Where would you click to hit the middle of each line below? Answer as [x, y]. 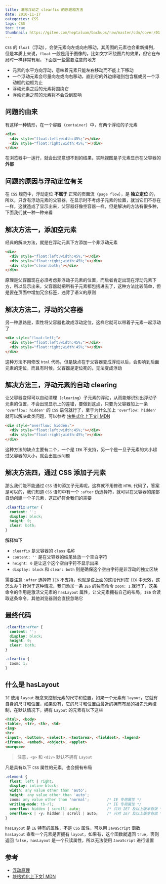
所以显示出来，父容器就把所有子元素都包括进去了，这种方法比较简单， [85, 286]
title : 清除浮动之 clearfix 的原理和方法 [44, 10]
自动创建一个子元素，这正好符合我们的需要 [48, 498]
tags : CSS [15, 23]
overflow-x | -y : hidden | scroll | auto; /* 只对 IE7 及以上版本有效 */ [87, 813]
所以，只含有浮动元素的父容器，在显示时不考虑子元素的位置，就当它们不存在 [83, 200]
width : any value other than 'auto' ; [48, 791]
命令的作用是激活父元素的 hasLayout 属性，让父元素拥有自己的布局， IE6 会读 [83, 592]
